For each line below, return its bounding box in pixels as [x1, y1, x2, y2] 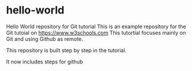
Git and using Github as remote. [6, 35, 84, 42]
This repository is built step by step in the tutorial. [6, 46, 127, 53]
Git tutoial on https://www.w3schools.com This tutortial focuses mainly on [6, 29, 186, 36]
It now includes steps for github [6, 58, 83, 65]
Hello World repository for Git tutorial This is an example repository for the [6, 23, 187, 30]
